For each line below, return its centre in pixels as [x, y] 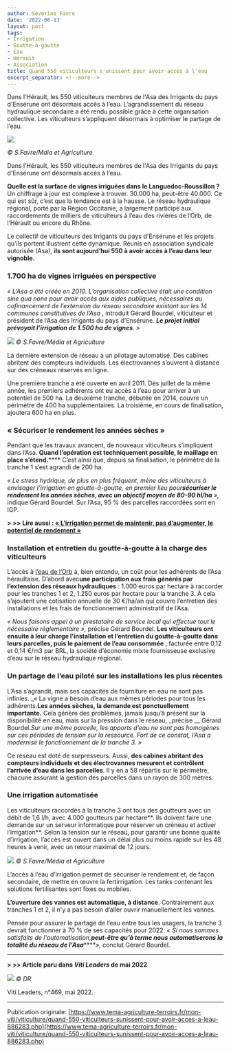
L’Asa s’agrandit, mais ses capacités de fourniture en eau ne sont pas [105, 691]
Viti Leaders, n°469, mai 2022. [51, 992]
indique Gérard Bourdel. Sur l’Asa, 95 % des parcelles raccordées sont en [111, 502]
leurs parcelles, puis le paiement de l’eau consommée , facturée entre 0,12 [114, 643]
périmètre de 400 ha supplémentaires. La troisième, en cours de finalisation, [115, 405]
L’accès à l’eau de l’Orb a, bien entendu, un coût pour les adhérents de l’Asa [114, 572]
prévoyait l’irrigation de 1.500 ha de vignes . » [74, 328]
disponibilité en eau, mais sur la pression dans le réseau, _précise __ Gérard [114, 720]
